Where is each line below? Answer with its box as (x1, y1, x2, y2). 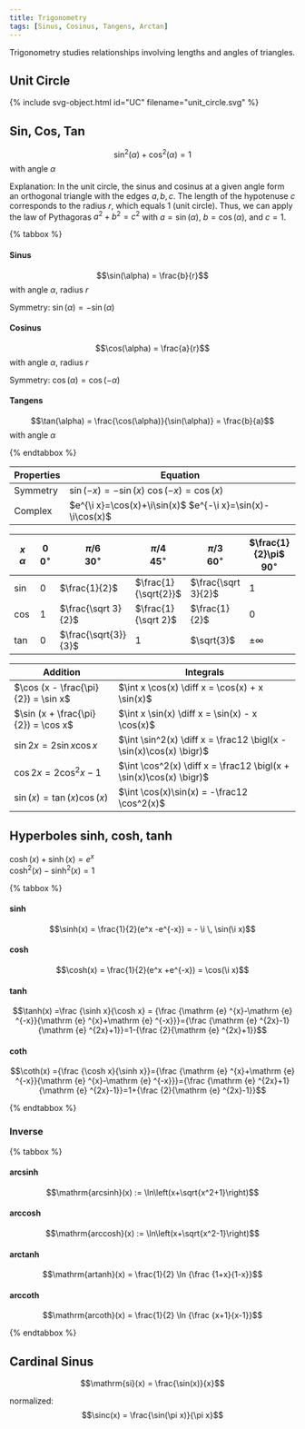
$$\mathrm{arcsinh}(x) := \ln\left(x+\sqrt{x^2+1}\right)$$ (45, 1186, 260, 1197)
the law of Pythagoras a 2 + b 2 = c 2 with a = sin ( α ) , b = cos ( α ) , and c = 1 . (9, 210, 287, 223)
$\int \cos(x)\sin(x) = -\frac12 (117, 786, 248, 799)
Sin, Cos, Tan (9, 124, 86, 139)
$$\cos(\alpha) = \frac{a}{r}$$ (94, 342, 211, 353)
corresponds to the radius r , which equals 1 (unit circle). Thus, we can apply (9, 200, 293, 211)
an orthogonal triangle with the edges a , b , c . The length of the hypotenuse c (9, 190, 296, 201)
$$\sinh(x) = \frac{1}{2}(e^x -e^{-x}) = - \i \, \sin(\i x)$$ (49, 923, 256, 934)
